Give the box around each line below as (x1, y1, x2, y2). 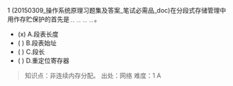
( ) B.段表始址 (17, 39, 57, 47)
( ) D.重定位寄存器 (17, 56, 69, 65)
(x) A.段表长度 (17, 30, 59, 38)
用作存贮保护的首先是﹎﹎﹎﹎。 (7, 15, 101, 23)
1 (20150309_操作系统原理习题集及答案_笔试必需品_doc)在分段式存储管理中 (7, 6, 227, 14)
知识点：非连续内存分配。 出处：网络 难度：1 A (24, 71, 161, 80)
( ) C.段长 (17, 48, 45, 56)
